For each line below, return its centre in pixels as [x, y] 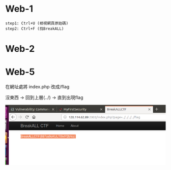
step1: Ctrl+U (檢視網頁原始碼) [37, 23]
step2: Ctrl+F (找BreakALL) [35, 28]
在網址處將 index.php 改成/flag [37, 87]
